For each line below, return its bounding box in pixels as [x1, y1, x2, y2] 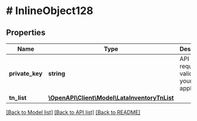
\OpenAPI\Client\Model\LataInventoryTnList [47, 94, 174, 102]
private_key [9, 69, 43, 78]
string [47, 69, 66, 78]
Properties [6, 28, 46, 38]
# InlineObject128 [6, 4, 94, 18]
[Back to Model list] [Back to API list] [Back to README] [6, 109, 141, 116]
